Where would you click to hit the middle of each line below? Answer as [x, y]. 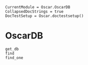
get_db [12, 49]
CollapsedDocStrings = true [34, 11]
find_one [14, 57]
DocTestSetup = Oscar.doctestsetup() [44, 16]
